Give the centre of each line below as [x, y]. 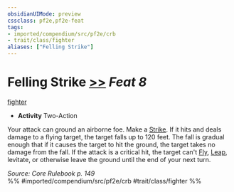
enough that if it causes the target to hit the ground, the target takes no [111, 144]
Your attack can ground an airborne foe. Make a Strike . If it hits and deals [115, 129]
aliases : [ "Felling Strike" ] [50, 47]
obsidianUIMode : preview [44, 14]
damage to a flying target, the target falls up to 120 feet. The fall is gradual [116, 137]
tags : [15, 27]
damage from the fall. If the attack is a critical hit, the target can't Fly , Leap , [117, 152]
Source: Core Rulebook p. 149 [51, 173]
